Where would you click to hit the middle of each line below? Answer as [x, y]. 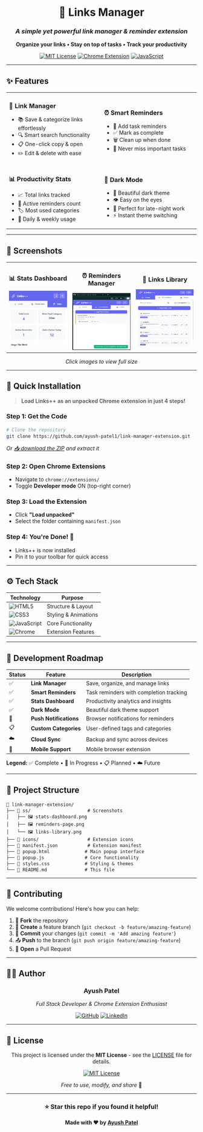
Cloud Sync [46, 739]
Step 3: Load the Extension [47, 501]
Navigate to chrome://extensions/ [57, 479]
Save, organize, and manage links [128, 683]
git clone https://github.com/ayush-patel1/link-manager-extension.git [98, 436]
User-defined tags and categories [129, 728]
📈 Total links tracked [44, 195]
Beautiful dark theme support [122, 710]
